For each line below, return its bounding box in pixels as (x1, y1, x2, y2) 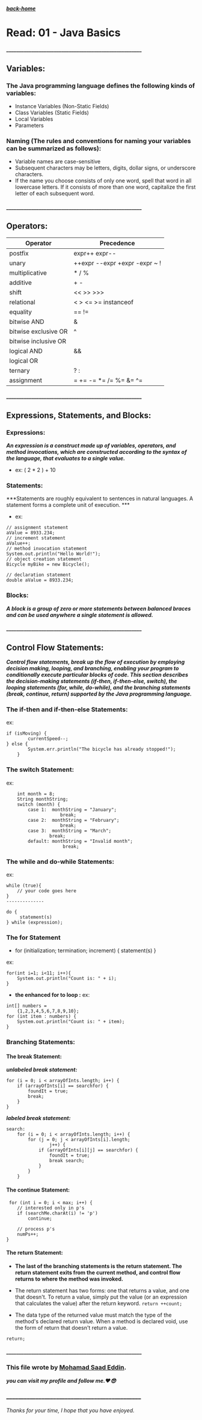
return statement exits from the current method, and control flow (14, 1269, 181, 1276)
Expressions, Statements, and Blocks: (6, 410, 151, 420)
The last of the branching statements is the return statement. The (14, 1262, 182, 1270)
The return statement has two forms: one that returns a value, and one (14, 1287, 189, 1294)
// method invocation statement (6, 546, 87, 552)
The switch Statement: (6, 765, 74, 774)
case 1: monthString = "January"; (28, 806, 117, 813)
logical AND (9, 346, 43, 355)
